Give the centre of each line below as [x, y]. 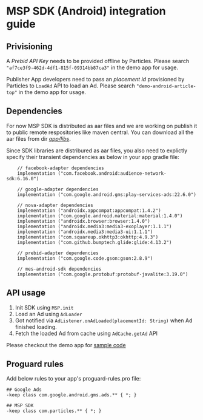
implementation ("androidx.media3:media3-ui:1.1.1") [85, 232]
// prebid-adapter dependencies [58, 253]
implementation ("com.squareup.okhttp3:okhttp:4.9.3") [88, 237]
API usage [26, 293]
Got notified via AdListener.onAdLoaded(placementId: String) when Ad [104, 320]
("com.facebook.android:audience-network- [112, 173]
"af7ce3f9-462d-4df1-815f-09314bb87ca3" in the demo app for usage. [92, 67]
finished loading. [36, 327]
